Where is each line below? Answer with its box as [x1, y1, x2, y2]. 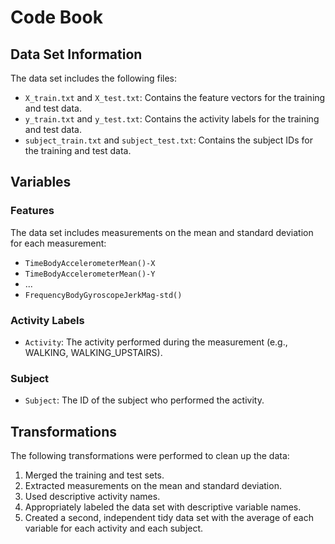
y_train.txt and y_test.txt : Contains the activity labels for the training [24, 113, 320, 125]
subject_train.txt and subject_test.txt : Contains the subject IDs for [24, 134, 313, 146]
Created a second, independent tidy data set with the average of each [24, 512, 314, 524]
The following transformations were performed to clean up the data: [10, 450, 290, 462]
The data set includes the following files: [10, 72, 177, 84]
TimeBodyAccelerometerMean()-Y [24, 269, 156, 279]
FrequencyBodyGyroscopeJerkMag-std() [24, 290, 183, 300]
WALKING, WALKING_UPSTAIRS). [24, 346, 163, 358]
